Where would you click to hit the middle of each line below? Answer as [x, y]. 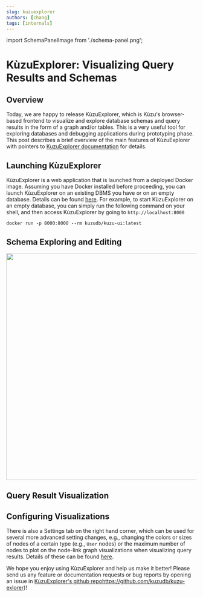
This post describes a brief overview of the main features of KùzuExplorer [98, 140]
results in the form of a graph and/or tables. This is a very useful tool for [96, 127]
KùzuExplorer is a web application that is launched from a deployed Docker [100, 180]
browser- [173, 114]
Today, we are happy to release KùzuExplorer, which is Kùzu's [83, 114]
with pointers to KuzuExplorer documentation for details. [76, 146]
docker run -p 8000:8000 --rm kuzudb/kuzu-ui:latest [74, 223]
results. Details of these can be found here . [60, 556]
